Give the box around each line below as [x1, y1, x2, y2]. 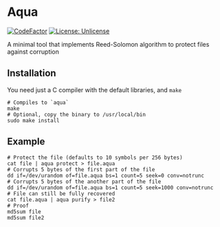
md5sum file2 [7, 214, 45, 221]
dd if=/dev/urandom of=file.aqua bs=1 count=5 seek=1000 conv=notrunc [7, 184, 214, 191]
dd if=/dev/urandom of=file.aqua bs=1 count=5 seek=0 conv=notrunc [7, 172, 205, 179]
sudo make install [7, 117, 60, 124]
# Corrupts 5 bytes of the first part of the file [7, 166, 155, 173]
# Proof [7, 202, 30, 209]
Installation [7, 67, 56, 79]
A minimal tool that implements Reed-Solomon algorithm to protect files [7, 40, 210, 48]
